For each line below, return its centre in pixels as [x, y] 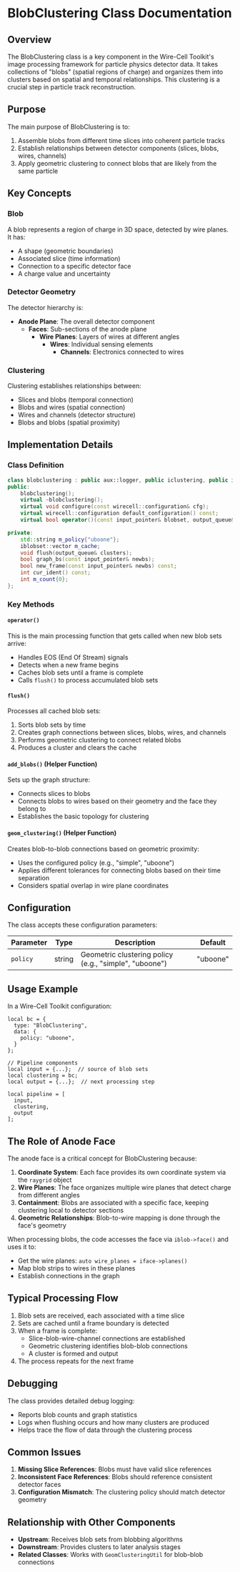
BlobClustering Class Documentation [120, 13]
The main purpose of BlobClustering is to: [69, 126]
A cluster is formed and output [73, 1353]
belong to [32, 809]
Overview [30, 40]
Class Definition [36, 465]
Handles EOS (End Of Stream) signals [73, 657]
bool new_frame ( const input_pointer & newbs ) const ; [99, 566]
